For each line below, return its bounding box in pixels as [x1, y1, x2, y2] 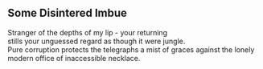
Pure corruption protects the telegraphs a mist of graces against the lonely [7, 44, 255, 55]
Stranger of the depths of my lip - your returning [7, 27, 168, 37]
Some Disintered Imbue [7, 6, 128, 20]
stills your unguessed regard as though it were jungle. [7, 36, 186, 46]
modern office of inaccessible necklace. [7, 53, 141, 63]
